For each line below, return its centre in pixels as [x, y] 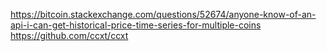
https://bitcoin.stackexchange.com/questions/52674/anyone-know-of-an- [163, 14]
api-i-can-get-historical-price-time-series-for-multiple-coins [136, 25]
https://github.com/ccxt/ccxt [69, 35]
